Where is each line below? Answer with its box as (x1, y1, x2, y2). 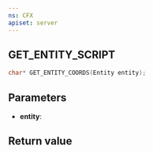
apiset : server (8, 19, 58, 27)
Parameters (8, 91, 67, 104)
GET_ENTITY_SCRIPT (8, 48, 116, 62)
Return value (8, 135, 73, 148)
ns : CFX (8, 11, 34, 20)
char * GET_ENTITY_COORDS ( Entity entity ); (8, 69, 147, 77)
